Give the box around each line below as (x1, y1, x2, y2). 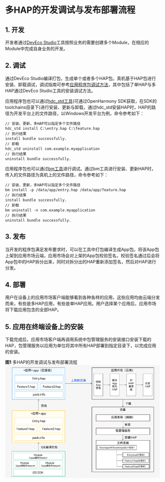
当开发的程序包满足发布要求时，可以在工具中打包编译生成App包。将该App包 (5, 246, 160, 252)
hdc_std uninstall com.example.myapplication (5, 146, 100, 151)
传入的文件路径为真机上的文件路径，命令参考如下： (5, 171, 109, 177)
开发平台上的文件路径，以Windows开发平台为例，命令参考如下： (13, 110, 145, 116)
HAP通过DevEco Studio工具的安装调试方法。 (5, 87, 96, 93)
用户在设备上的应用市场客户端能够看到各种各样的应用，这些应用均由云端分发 (5, 294, 160, 300)
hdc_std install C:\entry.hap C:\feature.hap (5, 126, 100, 131)
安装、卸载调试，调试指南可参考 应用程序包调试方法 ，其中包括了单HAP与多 (5, 82, 156, 87)
